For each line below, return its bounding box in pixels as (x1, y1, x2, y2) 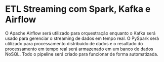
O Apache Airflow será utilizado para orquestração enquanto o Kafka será (5, 30, 156, 36)
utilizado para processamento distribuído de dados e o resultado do (5, 40, 143, 46)
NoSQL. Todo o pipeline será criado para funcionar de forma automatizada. (5, 51, 159, 57)
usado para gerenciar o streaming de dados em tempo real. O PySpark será (5, 35, 159, 41)
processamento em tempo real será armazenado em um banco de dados (5, 46, 154, 52)
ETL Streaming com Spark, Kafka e (5, 3, 151, 15)
